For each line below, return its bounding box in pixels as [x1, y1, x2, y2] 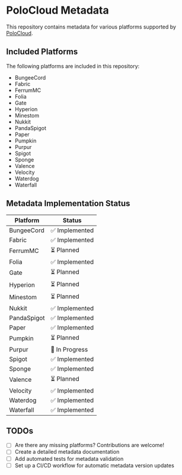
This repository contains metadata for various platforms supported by [6, 23, 177, 30]
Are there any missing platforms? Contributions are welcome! [14, 442, 165, 449]
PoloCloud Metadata [6, 4, 109, 17]
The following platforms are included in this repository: [6, 62, 140, 69]
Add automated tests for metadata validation [14, 455, 124, 462]
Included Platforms [6, 47, 78, 57]
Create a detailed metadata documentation [14, 448, 120, 455]
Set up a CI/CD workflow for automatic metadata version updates [14, 461, 175, 469]
